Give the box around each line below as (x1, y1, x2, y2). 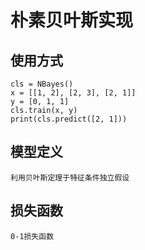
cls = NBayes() (10, 79, 74, 89)
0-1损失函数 (10, 231, 55, 241)
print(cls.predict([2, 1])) (10, 114, 128, 124)
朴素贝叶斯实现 (10, 9, 134, 32)
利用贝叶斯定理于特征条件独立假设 (10, 172, 130, 183)
